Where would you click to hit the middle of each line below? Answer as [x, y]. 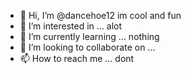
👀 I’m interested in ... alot [71, 26]
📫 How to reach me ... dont [77, 58]
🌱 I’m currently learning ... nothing [89, 36]
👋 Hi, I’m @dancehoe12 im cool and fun [100, 15]
